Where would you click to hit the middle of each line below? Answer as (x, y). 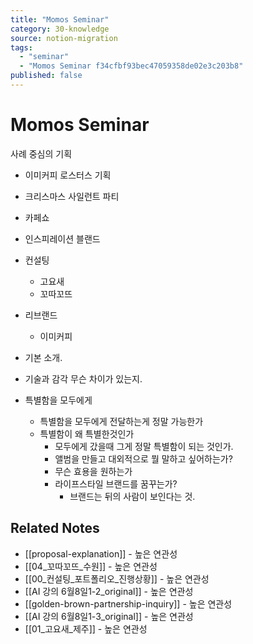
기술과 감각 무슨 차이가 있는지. (83, 378)
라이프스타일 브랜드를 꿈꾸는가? (116, 483)
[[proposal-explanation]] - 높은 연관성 (101, 553)
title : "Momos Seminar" (60, 19)
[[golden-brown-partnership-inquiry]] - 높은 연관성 (128, 603)
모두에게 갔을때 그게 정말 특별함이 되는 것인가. (144, 446)
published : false (46, 76)
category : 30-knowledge (60, 29)
